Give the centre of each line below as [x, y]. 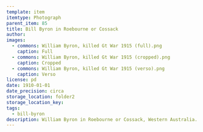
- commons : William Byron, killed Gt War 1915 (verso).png [88, 68]
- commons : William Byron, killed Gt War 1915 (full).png [87, 46]
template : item [26, 12]
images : [16, 40]
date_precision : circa [35, 91]
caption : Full [35, 52]
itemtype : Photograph [34, 18]
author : [16, 35]
